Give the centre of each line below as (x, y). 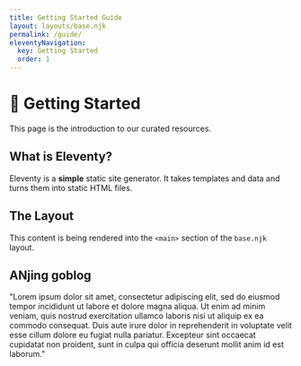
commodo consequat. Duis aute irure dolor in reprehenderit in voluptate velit (150, 326)
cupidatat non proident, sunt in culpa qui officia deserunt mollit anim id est (147, 344)
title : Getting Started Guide (66, 17)
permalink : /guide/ (46, 34)
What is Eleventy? (61, 157)
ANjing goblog (50, 275)
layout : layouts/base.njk (58, 26)
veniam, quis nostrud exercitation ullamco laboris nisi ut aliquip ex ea (137, 316)
